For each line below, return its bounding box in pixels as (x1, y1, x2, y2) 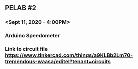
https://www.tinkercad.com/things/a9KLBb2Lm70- (5, 52, 133, 59)
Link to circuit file (5, 46, 48, 53)
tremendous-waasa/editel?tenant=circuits (5, 58, 111, 65)
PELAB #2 (5, 4, 36, 12)
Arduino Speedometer (5, 32, 60, 39)
